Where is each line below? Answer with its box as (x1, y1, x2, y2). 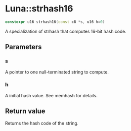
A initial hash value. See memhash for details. (5, 92, 98, 98)
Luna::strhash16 (5, 3, 73, 14)
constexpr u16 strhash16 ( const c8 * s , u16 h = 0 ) (5, 19, 105, 24)
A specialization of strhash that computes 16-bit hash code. (5, 28, 127, 34)
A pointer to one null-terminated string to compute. (5, 69, 109, 75)
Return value (5, 107, 45, 116)
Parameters (5, 43, 42, 51)
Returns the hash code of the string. (5, 120, 79, 126)
